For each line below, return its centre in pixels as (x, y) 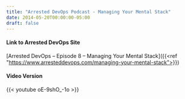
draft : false (23, 23)
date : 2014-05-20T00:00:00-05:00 (48, 18)
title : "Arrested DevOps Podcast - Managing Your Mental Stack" (89, 12)
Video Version (24, 76)
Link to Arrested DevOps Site (43, 42)
